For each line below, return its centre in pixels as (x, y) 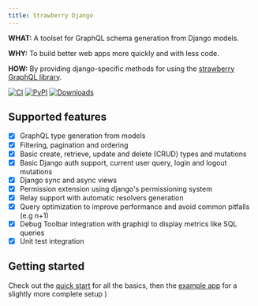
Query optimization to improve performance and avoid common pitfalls (135, 207)
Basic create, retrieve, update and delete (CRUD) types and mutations (133, 154)
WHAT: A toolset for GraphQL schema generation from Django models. (123, 38)
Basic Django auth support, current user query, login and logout (123, 162)
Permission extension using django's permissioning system (116, 188)
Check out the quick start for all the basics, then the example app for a (123, 285)
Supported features (58, 117)
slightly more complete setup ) (58, 293)
